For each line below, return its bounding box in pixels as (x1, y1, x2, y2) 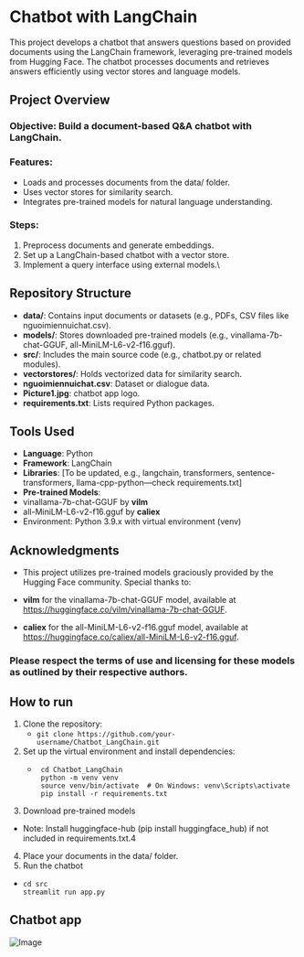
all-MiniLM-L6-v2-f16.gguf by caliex (22, 506, 161, 518)
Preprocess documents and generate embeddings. (22, 240, 215, 251)
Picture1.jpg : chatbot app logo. (22, 387, 141, 399)
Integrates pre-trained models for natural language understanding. (22, 196, 273, 207)
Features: (9, 156, 53, 168)
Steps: (9, 219, 39, 231)
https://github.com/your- (77, 730, 176, 739)
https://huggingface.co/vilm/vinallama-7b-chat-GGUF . (22, 604, 227, 615)
